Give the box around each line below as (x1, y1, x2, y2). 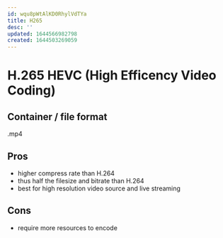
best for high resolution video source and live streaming (17, 184, 181, 193)
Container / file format (7, 111, 108, 123)
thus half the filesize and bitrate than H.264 (17, 176, 144, 185)
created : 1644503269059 (7, 37, 78, 44)
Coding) (7, 82, 56, 99)
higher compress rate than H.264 (17, 168, 115, 178)
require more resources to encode (17, 223, 118, 232)
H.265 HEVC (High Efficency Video (7, 67, 217, 84)
